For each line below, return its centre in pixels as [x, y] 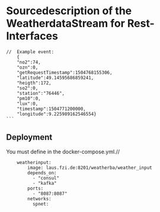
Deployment [29, 137]
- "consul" [46, 178]
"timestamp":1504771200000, [51, 109]
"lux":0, [28, 104]
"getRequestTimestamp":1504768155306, [65, 72]
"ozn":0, [28, 67]
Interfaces [32, 36]
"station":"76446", [41, 93]
